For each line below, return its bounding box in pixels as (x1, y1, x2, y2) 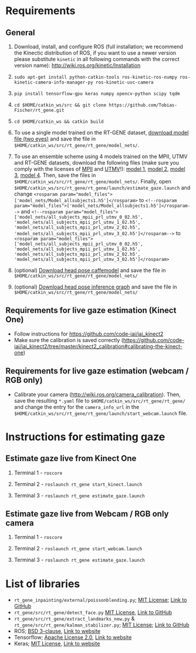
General (5, 28, 36, 38)
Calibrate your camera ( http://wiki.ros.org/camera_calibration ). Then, (13, 391, 181, 398)
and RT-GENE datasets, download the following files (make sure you (13, 159, 180, 166)
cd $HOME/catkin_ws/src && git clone (13, 102, 107, 108)
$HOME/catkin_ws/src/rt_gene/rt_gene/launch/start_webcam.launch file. (13, 410, 188, 417)
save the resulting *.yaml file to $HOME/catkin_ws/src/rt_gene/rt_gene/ (13, 397, 186, 404)
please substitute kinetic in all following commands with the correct (13, 56, 180, 62)
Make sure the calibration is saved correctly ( (13, 336, 124, 343)
